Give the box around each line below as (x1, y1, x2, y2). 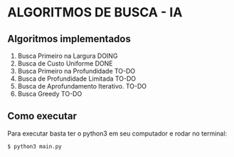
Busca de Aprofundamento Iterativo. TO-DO (17, 82, 147, 90)
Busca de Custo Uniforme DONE (17, 59, 113, 68)
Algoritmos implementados (7, 33, 132, 45)
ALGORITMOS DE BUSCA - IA (7, 4, 183, 21)
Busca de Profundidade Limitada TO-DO (17, 74, 137, 83)
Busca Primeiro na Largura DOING (17, 51, 118, 60)
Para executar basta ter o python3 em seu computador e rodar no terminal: (7, 129, 228, 138)
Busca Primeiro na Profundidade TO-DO (17, 67, 136, 75)
